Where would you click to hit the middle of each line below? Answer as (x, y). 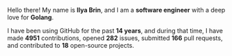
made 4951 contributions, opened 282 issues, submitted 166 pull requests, (115, 38)
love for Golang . (31, 17)
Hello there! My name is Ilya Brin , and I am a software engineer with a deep (116, 10)
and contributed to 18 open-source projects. (71, 45)
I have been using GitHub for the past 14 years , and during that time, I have (115, 31)
